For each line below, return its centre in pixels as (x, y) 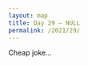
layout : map (28, 15)
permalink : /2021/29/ (44, 30)
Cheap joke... (30, 53)
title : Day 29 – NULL (44, 23)
